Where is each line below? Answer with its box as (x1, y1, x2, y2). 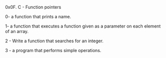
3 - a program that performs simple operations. (5, 48, 102, 53)
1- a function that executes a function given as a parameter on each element (5, 23, 161, 29)
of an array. (5, 29, 29, 34)
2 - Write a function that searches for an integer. (5, 38, 104, 44)
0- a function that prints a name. (5, 14, 71, 19)
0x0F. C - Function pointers (5, 4, 61, 10)
